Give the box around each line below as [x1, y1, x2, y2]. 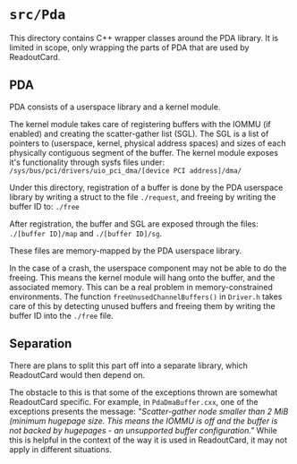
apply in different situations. [9, 443, 112, 454]
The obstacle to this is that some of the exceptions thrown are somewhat [9, 387, 278, 398]
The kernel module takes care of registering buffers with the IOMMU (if [9, 118, 271, 129]
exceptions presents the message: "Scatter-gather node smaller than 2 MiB [9, 406, 289, 417]
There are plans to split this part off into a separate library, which [9, 360, 249, 371]
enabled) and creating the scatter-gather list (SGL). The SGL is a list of [9, 128, 269, 139]
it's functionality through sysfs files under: [9, 157, 165, 168]
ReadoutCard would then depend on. [9, 369, 146, 380]
